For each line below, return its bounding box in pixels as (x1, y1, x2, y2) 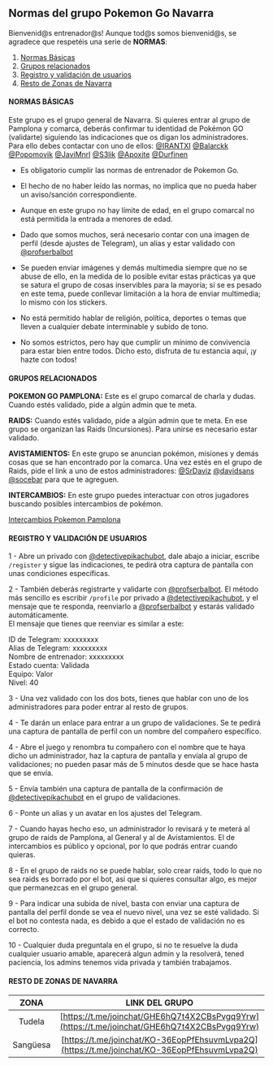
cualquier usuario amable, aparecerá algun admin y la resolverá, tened (8, 949, 245, 959)
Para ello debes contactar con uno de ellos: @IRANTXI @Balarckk (8, 141, 229, 151)
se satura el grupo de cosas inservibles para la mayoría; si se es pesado (19, 280, 262, 290)
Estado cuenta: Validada (8, 661, 89, 670)
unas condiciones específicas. (8, 569, 110, 578)
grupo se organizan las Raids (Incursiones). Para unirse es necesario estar (8, 424, 258, 434)
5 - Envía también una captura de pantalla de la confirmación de (8, 784, 223, 794)
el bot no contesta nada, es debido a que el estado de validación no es (8, 916, 245, 925)
